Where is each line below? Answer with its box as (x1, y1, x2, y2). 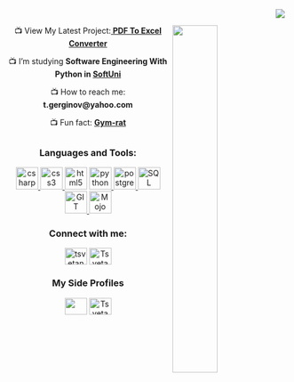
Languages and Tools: (39, 146, 138, 158)
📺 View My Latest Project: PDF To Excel (14, 26, 162, 37)
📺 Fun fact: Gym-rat (50, 118, 127, 128)
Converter (68, 38, 108, 49)
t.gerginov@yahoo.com (43, 100, 133, 110)
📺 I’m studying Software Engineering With (8, 56, 168, 67)
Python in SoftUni (54, 69, 122, 79)
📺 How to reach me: (50, 86, 126, 97)
